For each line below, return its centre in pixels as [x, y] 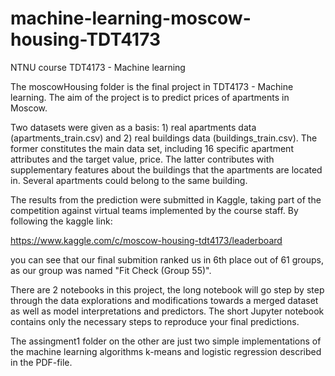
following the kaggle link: [61, 221]
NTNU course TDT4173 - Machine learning [98, 67]
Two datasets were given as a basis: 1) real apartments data [133, 127]
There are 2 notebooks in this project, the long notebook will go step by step [167, 289]
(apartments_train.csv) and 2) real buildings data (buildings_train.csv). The [164, 138]
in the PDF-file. [41, 362]
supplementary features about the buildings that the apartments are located [166, 169]
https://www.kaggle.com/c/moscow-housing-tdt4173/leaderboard [146, 240]
